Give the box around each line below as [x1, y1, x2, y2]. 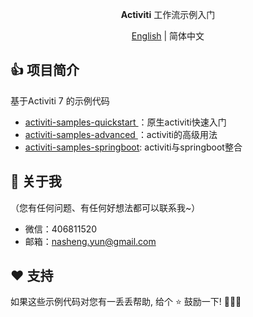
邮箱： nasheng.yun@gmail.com [24, 235, 157, 247]
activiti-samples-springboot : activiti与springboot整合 [24, 141, 243, 153]
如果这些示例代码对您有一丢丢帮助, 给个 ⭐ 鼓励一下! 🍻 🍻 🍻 [10, 296, 242, 308]
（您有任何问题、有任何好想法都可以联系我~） [10, 201, 201, 213]
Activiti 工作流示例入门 [120, 9, 216, 20]
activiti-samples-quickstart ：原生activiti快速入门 [24, 116, 227, 128]
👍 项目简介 [10, 62, 80, 79]
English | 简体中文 [131, 30, 205, 42]
